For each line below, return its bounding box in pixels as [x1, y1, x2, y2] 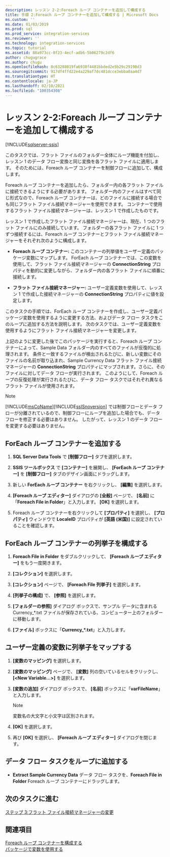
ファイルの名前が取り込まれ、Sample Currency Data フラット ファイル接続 [5, 358, 162, 364]
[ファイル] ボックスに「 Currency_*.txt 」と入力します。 [12, 627, 128, 633]
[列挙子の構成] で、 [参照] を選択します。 [12, 592, 98, 598]
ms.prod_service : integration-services [5, 31, 90, 36]
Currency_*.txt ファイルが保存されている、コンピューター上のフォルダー [12, 610, 163, 616]
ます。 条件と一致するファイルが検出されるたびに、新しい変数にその [18, 351, 161, 357]
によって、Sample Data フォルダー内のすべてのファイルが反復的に [18, 345, 157, 351]
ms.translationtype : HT [5, 74, 56, 79]
